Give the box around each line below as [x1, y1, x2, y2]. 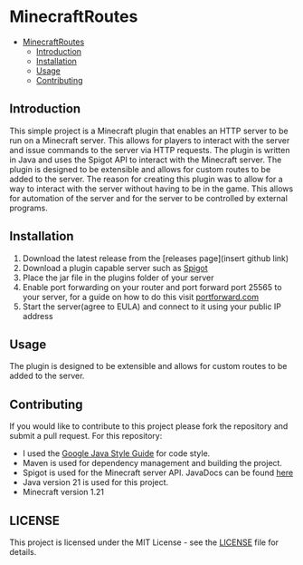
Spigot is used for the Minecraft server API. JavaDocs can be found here [22, 467, 294, 478]
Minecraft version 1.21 [22, 487, 104, 498]
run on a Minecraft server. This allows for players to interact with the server [9, 134, 290, 146]
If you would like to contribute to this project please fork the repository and [9, 421, 289, 432]
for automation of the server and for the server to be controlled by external [9, 192, 288, 203]
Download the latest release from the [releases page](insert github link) [22, 252, 289, 264]
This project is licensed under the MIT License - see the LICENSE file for [9, 537, 279, 548]
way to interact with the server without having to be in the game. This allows [9, 183, 294, 194]
